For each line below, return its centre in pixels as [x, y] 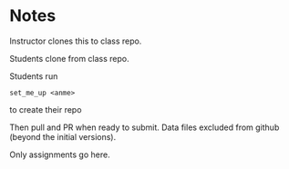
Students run [34, 76]
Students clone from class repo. [69, 58]
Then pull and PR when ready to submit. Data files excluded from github [144, 127]
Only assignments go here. [60, 154]
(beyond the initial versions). [63, 136]
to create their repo [46, 109]
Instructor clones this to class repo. [76, 41]
